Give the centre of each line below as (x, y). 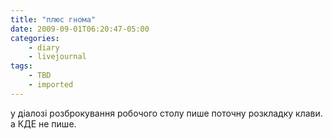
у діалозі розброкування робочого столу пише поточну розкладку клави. (166, 113)
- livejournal (57, 57)
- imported (51, 85)
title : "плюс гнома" (53, 19)
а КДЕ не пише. (43, 123)
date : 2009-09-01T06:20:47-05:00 (80, 29)
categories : (35, 38)
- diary (44, 47)
